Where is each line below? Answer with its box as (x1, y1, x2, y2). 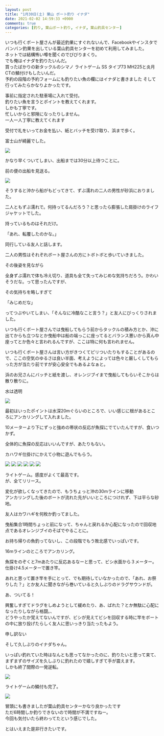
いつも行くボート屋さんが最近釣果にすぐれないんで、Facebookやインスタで (5, 40, 158, 46)
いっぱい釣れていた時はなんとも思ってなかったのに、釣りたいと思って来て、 (5, 652, 159, 658)
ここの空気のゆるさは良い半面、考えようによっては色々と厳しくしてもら (13, 356, 159, 361)
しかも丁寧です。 (5, 105, 39, 111)
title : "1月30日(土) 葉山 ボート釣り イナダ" (5, 12, 90, 17)
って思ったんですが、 (26, 279, 70, 285)
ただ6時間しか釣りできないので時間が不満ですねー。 (5, 710, 111, 715)
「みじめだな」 (5, 300, 35, 306)
